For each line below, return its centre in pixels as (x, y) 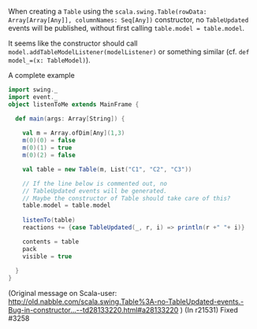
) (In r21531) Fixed (209, 310)
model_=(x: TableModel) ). (49, 60)
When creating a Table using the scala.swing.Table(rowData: (108, 11)
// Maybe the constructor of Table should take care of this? (127, 198)
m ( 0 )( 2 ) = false (49, 155)
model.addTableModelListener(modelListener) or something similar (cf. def (129, 52)
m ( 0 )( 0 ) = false (49, 141)
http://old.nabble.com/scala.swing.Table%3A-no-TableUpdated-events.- (126, 301)
